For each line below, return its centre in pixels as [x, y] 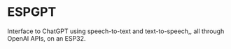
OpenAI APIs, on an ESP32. [47, 38]
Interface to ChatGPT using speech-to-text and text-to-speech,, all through [116, 31]
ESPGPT [32, 12]
